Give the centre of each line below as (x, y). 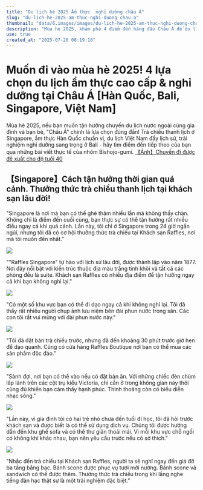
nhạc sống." (21, 396)
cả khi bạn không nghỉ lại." (39, 281)
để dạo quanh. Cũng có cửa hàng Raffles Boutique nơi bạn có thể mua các (99, 346)
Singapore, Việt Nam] (61, 109)
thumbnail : (20, 23)
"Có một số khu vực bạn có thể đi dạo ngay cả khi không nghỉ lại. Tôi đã (96, 304)
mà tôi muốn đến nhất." (35, 239)
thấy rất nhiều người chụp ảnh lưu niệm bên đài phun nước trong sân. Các (98, 311)
